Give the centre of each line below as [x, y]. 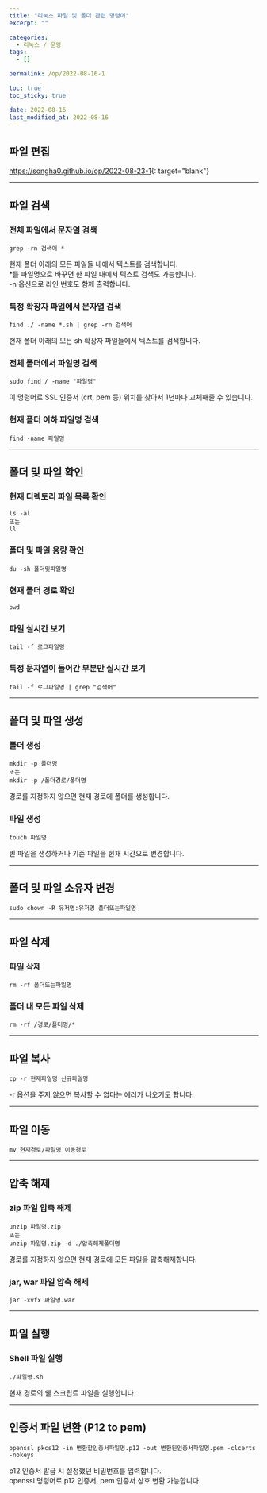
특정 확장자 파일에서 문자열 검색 [65, 307]
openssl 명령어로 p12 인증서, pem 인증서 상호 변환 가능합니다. [105, 1480]
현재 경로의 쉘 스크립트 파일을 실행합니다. [72, 1393]
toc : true [25, 88]
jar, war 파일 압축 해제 [49, 1282]
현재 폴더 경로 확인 [42, 590]
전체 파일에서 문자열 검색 [53, 230]
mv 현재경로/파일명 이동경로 [48, 1150]
